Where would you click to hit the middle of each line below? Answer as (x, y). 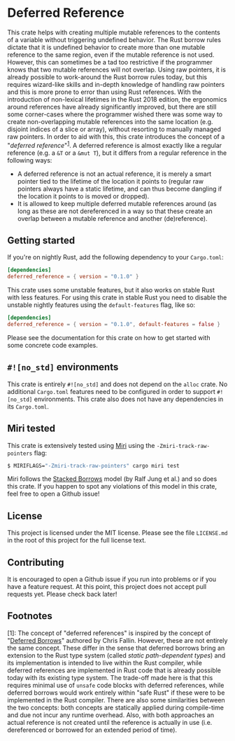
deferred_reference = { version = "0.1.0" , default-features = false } (114, 325)
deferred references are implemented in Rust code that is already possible (114, 670)
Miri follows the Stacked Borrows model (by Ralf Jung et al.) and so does (112, 479)
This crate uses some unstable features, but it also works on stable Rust (111, 290)
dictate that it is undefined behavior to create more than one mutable (106, 47)
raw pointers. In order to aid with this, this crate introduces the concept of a (116, 136)
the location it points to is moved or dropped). (83, 196)
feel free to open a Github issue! (54, 494)
